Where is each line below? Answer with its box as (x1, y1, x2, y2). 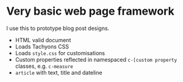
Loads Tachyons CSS (15, 43, 69, 50)
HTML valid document (15, 36, 71, 43)
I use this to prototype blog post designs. (6, 24, 110, 32)
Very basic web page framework (6, 4, 175, 18)
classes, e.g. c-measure (15, 62, 73, 70)
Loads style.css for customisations (15, 49, 106, 56)
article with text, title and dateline (15, 69, 102, 76)
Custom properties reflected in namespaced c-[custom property (15, 56, 178, 63)
